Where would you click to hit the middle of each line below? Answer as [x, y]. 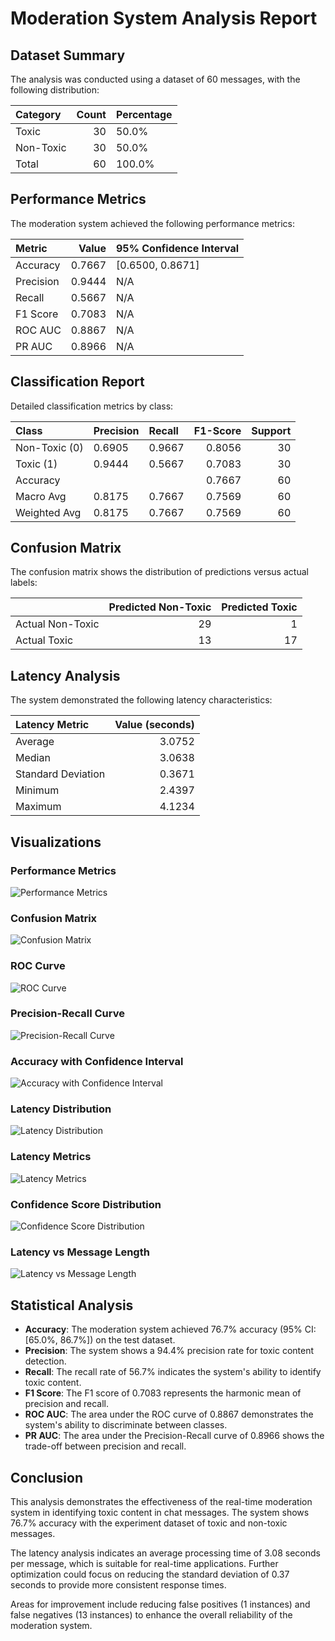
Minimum [37, 790]
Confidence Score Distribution [86, 1204]
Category [38, 114]
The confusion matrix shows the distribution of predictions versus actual [159, 572]
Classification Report [77, 382]
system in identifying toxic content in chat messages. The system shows [160, 1512]
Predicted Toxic [259, 607]
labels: [24, 583]
